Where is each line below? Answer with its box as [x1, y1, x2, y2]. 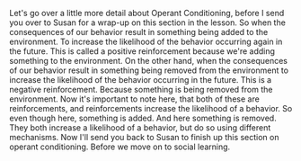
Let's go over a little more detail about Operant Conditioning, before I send [9, 8, 285, 18]
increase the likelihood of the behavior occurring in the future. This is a [9, 75, 272, 85]
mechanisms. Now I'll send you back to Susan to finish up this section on [9, 132, 279, 142]
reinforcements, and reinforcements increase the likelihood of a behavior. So [9, 103, 293, 113]
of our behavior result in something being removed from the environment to [9, 65, 289, 76]
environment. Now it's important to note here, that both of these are [9, 94, 261, 104]
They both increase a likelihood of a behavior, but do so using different [9, 122, 271, 133]
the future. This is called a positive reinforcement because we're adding [9, 46, 276, 57]
